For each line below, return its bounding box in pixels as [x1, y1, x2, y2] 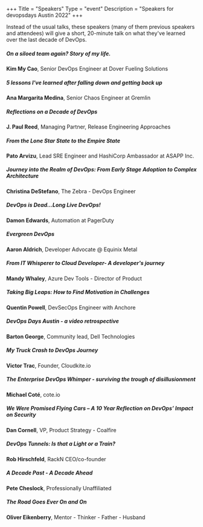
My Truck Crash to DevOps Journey [6, 347, 98, 354]
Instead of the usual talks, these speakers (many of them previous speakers [6, 24, 195, 30]
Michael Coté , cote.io [6, 391, 60, 398]
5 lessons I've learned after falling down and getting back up [6, 78, 163, 86]
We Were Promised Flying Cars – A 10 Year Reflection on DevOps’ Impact [6, 404, 193, 412]
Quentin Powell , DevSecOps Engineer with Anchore [6, 304, 136, 311]
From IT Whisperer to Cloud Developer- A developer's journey [6, 260, 165, 267]
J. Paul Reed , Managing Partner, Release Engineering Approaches [6, 123, 171, 130]
